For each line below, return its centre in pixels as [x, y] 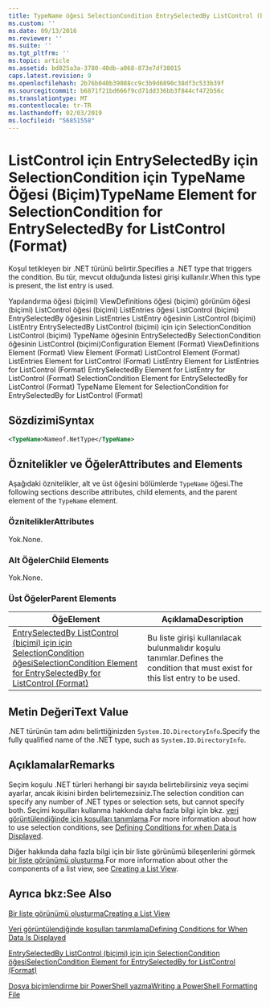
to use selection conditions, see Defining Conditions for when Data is [123, 827]
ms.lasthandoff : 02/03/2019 [55, 114]
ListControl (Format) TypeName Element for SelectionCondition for [119, 387]
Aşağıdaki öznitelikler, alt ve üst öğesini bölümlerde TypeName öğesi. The [126, 483]
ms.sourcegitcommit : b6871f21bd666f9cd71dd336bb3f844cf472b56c [117, 91]
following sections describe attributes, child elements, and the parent [123, 492]
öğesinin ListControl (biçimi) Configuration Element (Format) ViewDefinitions [134, 344]
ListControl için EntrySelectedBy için [133, 161]
